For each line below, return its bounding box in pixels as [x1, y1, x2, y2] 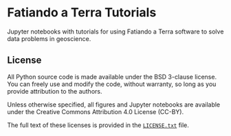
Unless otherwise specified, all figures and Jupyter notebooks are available [7, 100, 221, 109]
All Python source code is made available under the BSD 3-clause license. [7, 72, 217, 81]
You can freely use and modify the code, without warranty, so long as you [7, 80, 217, 88]
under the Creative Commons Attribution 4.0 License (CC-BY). [7, 107, 184, 115]
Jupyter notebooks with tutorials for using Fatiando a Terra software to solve [7, 27, 224, 36]
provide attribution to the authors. [7, 87, 102, 95]
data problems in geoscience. [7, 34, 91, 42]
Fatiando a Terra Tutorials [7, 5, 157, 21]
